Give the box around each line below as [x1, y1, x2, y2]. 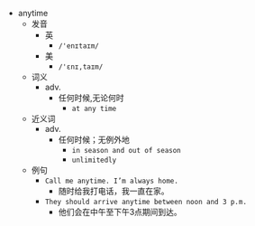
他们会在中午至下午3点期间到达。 [58, 207, 182, 217]
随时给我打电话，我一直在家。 [58, 185, 169, 196]
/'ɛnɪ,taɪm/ [58, 62, 104, 71]
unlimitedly [71, 155, 117, 165]
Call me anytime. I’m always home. [44, 176, 178, 185]
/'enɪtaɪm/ [58, 42, 99, 51]
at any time [71, 104, 117, 113]
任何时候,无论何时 [58, 92, 124, 103]
